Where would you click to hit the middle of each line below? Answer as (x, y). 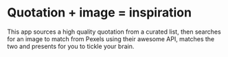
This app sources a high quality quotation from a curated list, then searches (114, 32)
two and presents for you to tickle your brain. (71, 46)
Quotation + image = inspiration (100, 13)
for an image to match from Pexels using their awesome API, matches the (111, 38)
